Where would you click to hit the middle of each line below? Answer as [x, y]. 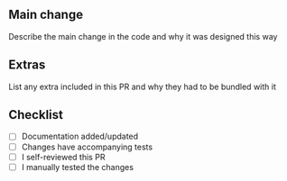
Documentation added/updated [80, 136]
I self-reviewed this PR [63, 157]
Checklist [36, 115]
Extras [27, 65]
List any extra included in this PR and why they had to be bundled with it [142, 86]
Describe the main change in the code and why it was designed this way [143, 36]
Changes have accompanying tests [87, 147]
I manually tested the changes [78, 167]
